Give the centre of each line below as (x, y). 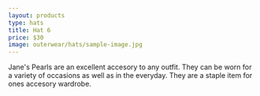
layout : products (37, 15)
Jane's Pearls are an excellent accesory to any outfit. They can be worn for (130, 67)
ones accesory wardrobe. (50, 84)
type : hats (26, 23)
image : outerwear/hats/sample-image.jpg (76, 45)
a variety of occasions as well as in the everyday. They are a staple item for (130, 76)
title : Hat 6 (30, 30)
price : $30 (26, 37)
